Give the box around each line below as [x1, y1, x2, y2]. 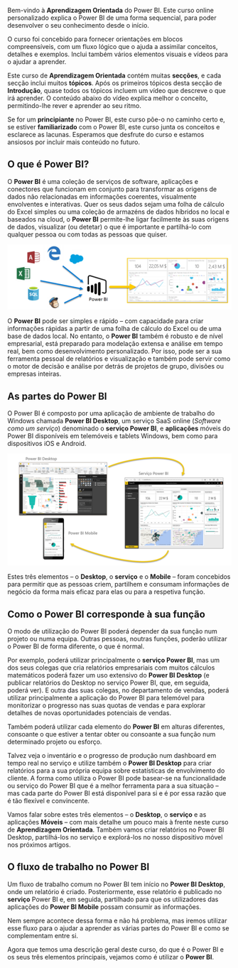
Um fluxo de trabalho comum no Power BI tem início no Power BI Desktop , [7, 880, 226, 888]
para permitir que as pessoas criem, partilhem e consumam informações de [7, 580, 229, 589]
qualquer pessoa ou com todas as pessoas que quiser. [7, 230, 168, 239]
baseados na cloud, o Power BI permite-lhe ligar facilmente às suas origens [7, 214, 229, 223]
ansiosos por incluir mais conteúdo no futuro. [7, 138, 141, 146]
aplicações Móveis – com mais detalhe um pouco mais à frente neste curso [7, 818, 229, 827]
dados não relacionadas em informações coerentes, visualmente [7, 192, 197, 201]
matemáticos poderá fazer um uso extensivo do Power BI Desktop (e [7, 671, 210, 680]
